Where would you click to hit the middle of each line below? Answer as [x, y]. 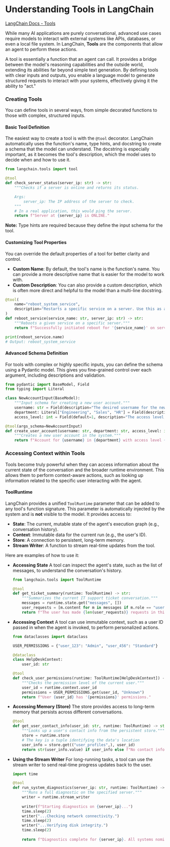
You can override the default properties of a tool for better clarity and [77, 254]
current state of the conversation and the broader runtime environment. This [85, 470]
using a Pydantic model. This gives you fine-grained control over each [78, 370]
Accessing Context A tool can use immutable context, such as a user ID [88, 622]
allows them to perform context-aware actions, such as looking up [74, 475]
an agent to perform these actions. [41, 49]
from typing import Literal [35, 389]
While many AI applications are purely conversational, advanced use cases [83, 33]
